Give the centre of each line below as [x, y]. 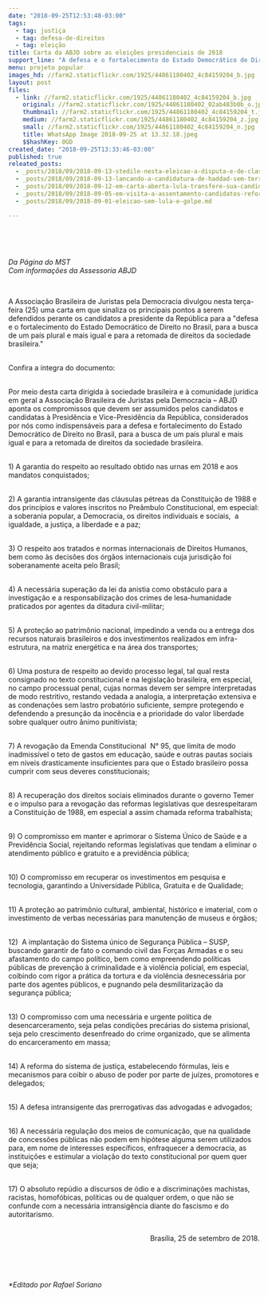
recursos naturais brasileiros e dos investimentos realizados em [113, 639]
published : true [35, 156]
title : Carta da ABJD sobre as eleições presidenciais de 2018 [116, 53]
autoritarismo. [31, 1214]
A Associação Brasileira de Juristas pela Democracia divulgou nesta [120, 301]
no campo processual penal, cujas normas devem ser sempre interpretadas [132, 688]
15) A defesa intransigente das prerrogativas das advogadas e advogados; [130, 1107]
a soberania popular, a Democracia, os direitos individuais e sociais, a [124, 516]
